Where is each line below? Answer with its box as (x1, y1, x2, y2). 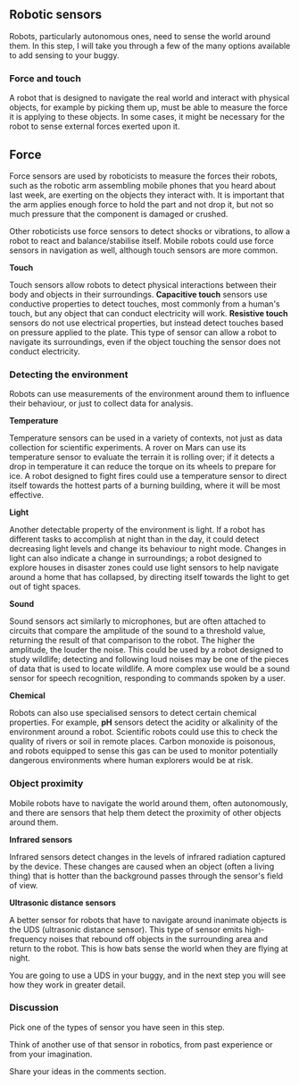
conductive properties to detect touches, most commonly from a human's (9, 299, 280, 309)
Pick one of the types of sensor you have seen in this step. (9, 1022, 225, 1032)
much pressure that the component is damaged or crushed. (9, 208, 228, 219)
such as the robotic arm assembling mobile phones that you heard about (9, 180, 277, 190)
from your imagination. (9, 1048, 93, 1059)
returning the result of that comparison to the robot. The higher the (9, 635, 255, 646)
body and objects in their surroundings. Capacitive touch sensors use (9, 289, 268, 299)
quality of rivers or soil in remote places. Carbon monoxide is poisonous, (9, 736, 276, 747)
